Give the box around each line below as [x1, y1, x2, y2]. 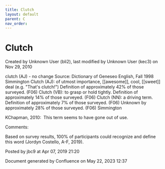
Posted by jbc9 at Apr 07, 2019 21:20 [5, 149, 80, 155]
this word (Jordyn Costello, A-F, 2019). [5, 139, 84, 145]
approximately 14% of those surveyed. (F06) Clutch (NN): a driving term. [5, 94, 153, 100]
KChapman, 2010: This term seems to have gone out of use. [5, 115, 128, 121]
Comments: [5, 124, 29, 130]
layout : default [5, 12, 39, 17]
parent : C [5, 16, 26, 21]
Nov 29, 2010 [5, 64, 33, 70]
